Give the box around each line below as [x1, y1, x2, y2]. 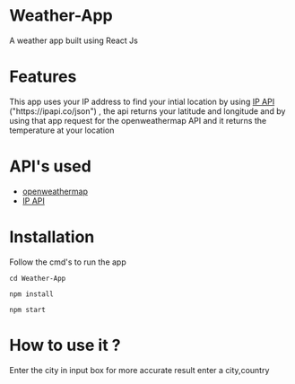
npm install [9, 289, 54, 299]
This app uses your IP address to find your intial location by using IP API [9, 96, 275, 107]
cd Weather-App [9, 274, 66, 283]
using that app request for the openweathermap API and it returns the [9, 115, 267, 126]
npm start [9, 305, 47, 314]
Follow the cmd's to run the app [9, 257, 127, 267]
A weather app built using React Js [9, 35, 139, 46]
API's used [9, 156, 91, 177]
